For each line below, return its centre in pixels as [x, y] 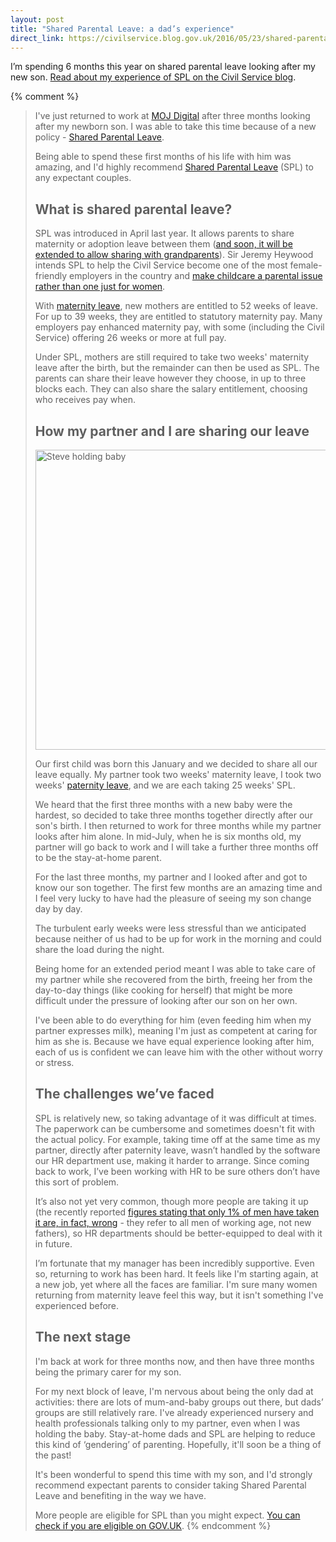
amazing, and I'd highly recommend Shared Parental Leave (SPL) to [174, 167]
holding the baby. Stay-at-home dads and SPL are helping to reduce [175, 1433]
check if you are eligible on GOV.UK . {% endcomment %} [153, 1525]
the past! [53, 1455]
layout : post [37, 19]
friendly [51, 276]
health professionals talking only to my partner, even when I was [167, 1423]
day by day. [58, 909]
